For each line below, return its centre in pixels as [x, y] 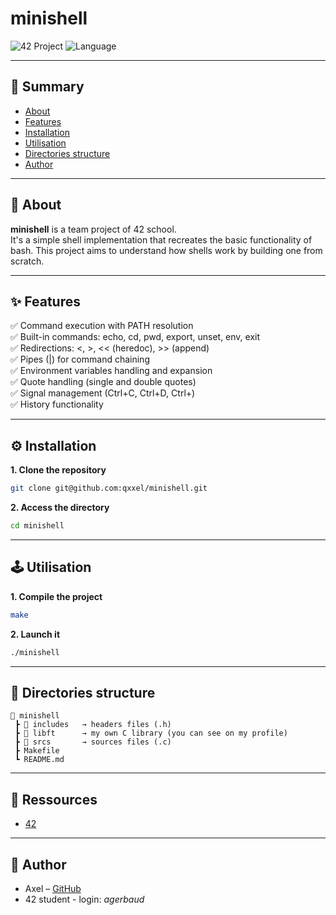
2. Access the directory [60, 508]
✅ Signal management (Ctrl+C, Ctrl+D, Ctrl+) [103, 393]
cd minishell [37, 526]
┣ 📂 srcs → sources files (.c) [93, 742]
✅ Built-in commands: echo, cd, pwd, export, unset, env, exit [135, 337]
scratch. [27, 261]
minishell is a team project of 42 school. [93, 229]
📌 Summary [47, 87]
